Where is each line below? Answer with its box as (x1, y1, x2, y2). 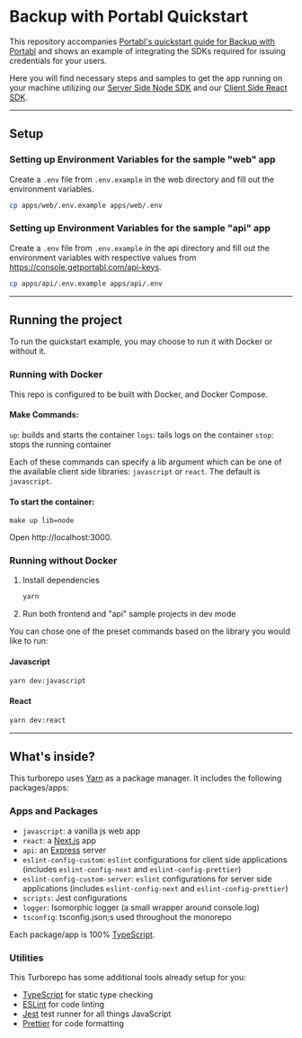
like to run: (9, 636, 49, 646)
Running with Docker (9, 368, 103, 381)
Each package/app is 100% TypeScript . (9, 929, 155, 940)
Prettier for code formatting (22, 1017, 124, 1028)
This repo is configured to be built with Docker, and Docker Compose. (9, 389, 268, 400)
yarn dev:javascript (9, 676, 87, 685)
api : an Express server (22, 844, 106, 855)
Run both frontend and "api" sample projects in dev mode (22, 609, 236, 619)
